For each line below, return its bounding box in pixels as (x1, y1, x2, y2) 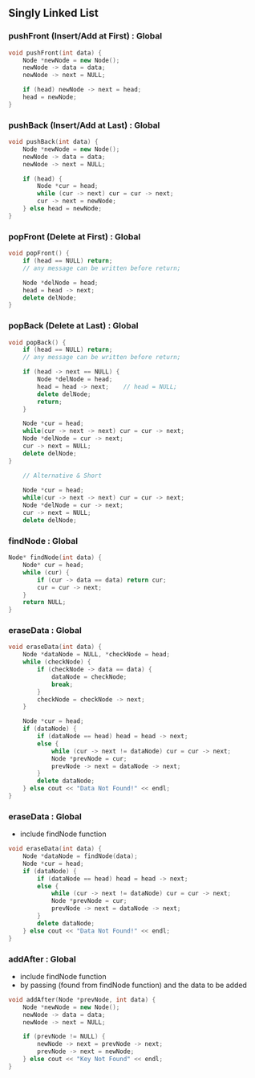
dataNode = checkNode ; (51, 672, 127, 681)
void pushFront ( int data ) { (8, 48, 103, 57)
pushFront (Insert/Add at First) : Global (8, 31, 163, 42)
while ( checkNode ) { (22, 658, 91, 666)
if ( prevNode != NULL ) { (22, 1032, 106, 1041)
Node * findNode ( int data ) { (8, 553, 103, 561)
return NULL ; (22, 598, 67, 606)
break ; (51, 680, 74, 688)
